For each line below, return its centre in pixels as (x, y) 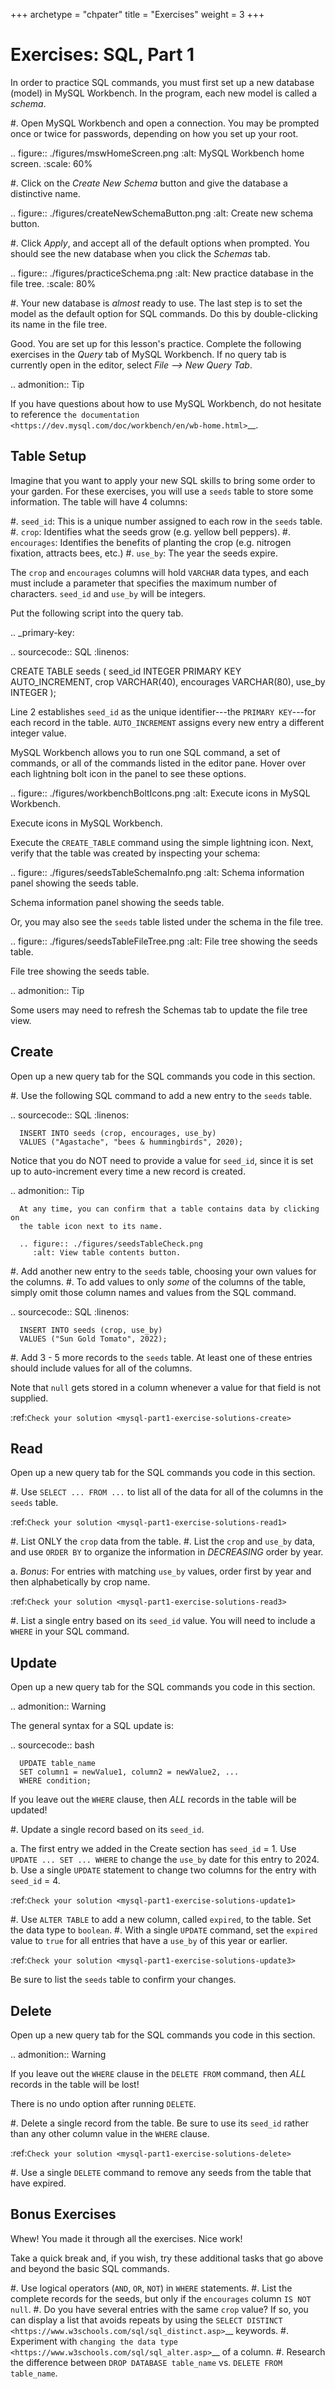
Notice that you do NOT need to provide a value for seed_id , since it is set (162, 1160)
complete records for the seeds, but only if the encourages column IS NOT (161, 2298)
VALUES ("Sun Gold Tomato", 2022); (93, 1339)
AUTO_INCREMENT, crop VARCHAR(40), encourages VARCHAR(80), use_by (168, 681)
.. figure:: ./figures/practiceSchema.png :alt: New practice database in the (162, 273)
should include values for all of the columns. (101, 1368)
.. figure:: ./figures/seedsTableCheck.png (111, 1244)
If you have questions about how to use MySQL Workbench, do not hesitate (166, 403)
